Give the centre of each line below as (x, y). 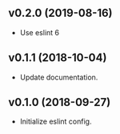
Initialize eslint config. (56, 122)
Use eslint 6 (40, 32)
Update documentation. (59, 77)
